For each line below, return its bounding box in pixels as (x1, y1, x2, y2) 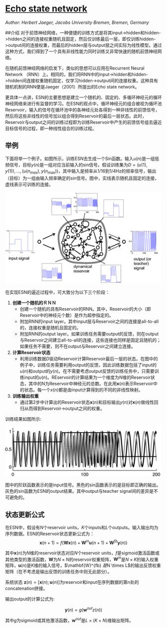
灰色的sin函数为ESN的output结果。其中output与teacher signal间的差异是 (5, 488, 154, 494)
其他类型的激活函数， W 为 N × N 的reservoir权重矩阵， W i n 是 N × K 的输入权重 (5, 555, 159, 562)
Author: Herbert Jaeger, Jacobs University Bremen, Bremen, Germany (5, 19, 149, 25)
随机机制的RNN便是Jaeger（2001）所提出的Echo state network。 (5, 84, 140, 90)
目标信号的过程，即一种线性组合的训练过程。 (5, 125, 97, 131)
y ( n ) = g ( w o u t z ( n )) (64, 606, 103, 613)
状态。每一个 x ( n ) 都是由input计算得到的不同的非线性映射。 (24, 386, 143, 393)
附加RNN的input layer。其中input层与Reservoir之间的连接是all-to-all (19, 318, 159, 324)
